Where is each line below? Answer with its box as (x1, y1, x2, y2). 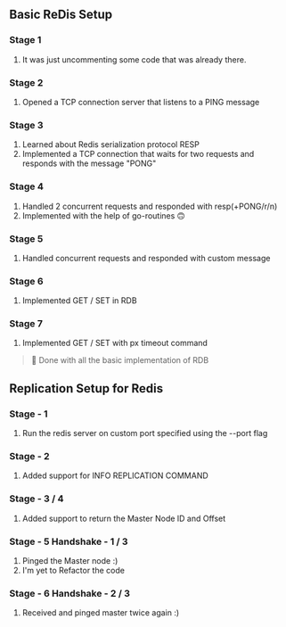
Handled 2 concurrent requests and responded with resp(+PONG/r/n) (21, 201, 278, 211)
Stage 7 (9, 318, 43, 330)
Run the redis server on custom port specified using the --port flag (21, 428, 268, 439)
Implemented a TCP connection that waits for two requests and (21, 149, 255, 160)
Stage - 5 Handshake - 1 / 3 (9, 535, 128, 548)
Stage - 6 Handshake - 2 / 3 (9, 587, 131, 599)
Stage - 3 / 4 (9, 492, 64, 505)
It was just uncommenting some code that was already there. (21, 54, 247, 65)
